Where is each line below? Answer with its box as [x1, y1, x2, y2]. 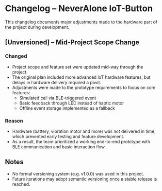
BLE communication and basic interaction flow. [12, 144, 106, 150]
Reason [5, 117, 23, 124]
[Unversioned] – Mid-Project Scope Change [5, 38, 140, 47]
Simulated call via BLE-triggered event [19, 95, 96, 101]
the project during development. [5, 24, 69, 30]
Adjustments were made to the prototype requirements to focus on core [12, 85, 156, 90]
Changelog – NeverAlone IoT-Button [5, 3, 153, 14]
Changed [5, 53, 28, 60]
